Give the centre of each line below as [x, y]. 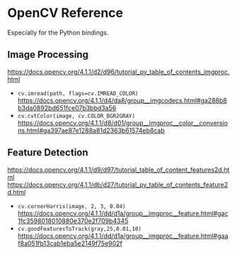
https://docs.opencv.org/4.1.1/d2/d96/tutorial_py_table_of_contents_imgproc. [118, 71]
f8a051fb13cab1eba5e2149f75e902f [70, 243]
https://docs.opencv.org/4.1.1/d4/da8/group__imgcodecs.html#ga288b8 [122, 100]
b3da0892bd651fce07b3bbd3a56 [67, 108]
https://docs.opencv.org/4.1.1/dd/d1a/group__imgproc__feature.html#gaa [123, 236]
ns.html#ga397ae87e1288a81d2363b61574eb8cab [91, 130]
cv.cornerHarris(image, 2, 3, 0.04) [71, 206]
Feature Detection [48, 153]
